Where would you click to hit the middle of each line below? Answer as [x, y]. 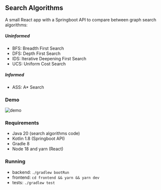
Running [15, 161]
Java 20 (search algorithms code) [46, 134]
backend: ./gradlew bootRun [41, 172]
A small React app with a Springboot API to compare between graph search [81, 19]
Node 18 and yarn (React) [38, 149]
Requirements [22, 122]
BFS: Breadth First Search [38, 48]
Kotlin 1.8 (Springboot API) [38, 138]
